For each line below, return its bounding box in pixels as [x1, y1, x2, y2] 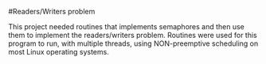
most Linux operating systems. [8, 47, 109, 56]
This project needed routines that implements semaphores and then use [8, 22, 245, 31]
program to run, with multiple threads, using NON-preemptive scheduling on [8, 39, 259, 48]
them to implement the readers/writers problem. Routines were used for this [8, 31, 257, 40]
